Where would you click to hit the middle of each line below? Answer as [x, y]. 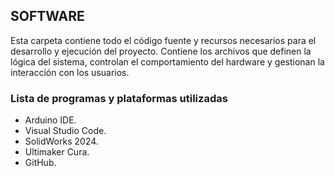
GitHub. [40, 163]
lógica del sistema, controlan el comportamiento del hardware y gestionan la [167, 61]
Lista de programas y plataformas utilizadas [119, 98]
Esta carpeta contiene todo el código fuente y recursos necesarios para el [163, 40]
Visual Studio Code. [65, 131]
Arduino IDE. [50, 120]
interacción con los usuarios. [70, 72]
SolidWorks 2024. [61, 141]
